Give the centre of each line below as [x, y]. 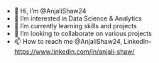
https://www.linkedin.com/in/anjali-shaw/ [74, 52]
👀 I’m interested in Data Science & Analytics [78, 18]
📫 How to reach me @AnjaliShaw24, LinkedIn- [83, 41]
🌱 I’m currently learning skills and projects [75, 26]
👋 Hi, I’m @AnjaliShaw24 [50, 11]
